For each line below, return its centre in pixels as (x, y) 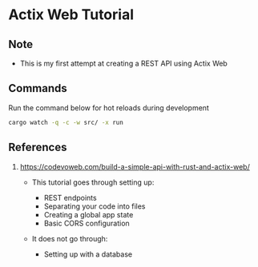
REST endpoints (71, 197)
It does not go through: (70, 238)
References (38, 147)
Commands (38, 88)
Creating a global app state (89, 214)
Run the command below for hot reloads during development (109, 108)
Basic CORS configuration (87, 223)
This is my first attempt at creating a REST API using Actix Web (124, 63)
